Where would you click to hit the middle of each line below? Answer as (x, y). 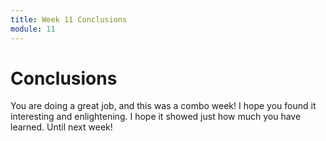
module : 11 (33, 29)
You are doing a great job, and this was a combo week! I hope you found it (163, 106)
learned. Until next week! (61, 127)
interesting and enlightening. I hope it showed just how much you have (156, 117)
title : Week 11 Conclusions (69, 19)
